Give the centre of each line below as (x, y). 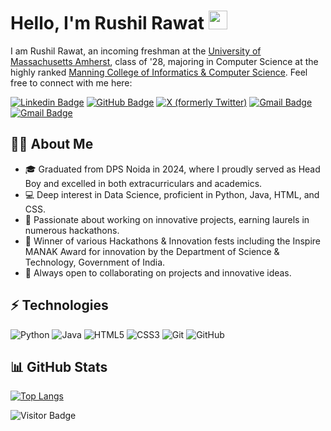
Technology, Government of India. (95, 262)
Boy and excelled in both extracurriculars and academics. (143, 183)
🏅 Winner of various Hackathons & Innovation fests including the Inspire (172, 241)
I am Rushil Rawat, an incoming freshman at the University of (136, 51)
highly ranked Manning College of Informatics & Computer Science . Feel (159, 72)
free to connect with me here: (71, 82)
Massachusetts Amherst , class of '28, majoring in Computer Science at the (164, 61)
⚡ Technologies (59, 305)
